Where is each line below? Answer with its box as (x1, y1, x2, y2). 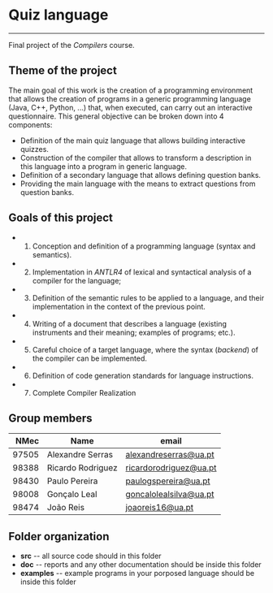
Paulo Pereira (46, 475, 98, 487)
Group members (8, 411, 93, 425)
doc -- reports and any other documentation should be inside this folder (19, 560, 262, 569)
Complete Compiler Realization (32, 387, 136, 397)
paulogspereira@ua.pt (125, 475, 210, 487)
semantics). (32, 249, 72, 259)
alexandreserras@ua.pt (125, 449, 215, 461)
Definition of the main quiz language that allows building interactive (19, 136, 246, 145)
